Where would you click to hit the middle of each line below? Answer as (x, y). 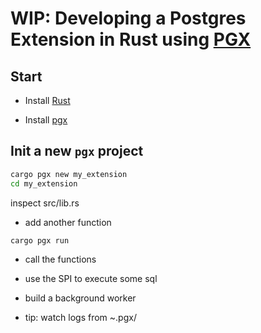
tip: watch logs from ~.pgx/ (80, 317)
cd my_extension (44, 183)
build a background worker (80, 298)
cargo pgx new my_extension (69, 174)
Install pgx (46, 120)
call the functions (60, 259)
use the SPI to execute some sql (91, 278)
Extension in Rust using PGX (131, 39)
